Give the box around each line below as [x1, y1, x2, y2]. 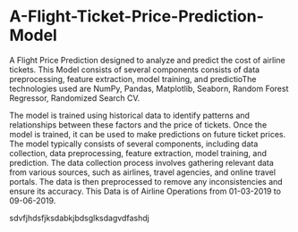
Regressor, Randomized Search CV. [9, 92, 140, 104]
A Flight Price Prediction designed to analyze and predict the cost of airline [9, 54, 285, 65]
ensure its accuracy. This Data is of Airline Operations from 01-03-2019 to [9, 186, 282, 196]
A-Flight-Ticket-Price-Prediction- [9, 6, 264, 27]
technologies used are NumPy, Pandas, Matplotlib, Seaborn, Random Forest [9, 83, 289, 94]
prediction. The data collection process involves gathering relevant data [9, 157, 275, 168]
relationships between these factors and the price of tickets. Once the [9, 119, 268, 130]
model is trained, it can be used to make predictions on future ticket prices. [9, 128, 286, 139]
